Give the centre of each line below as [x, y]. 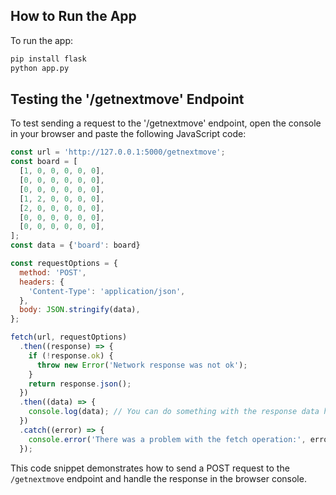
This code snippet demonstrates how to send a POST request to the [150, 468]
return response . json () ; [80, 384]
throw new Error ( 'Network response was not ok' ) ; [142, 365]
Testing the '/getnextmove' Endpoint [127, 99]
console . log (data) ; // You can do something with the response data [174, 412]
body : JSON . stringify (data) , [80, 310]
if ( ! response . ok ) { [71, 355]
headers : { [42, 282]
